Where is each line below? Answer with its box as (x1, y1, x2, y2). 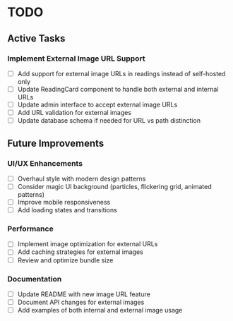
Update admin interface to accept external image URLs (17, 100, 178, 109)
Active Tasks (7, 32, 66, 44)
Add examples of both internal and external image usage (17, 306, 183, 315)
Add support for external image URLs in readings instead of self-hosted (17, 69, 226, 78)
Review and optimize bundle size (17, 255, 114, 265)
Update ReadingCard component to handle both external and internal (17, 85, 219, 93)
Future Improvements (7, 137, 104, 149)
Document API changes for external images (17, 298, 145, 306)
